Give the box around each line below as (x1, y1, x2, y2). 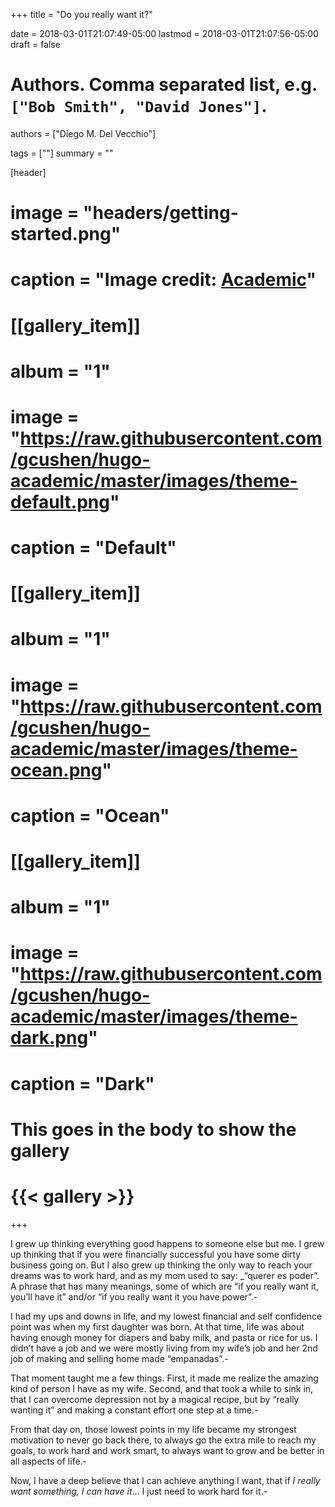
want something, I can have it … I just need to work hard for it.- (10, 1485, 268, 1497)
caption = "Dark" (10, 1072, 155, 1095)
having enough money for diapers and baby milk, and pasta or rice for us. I (10, 1331, 318, 1343)
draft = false (10, 39, 61, 50)
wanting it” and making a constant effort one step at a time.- (10, 1404, 259, 1416)
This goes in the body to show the (10, 1118, 297, 1141)
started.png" (10, 223, 122, 246)
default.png (10, 490, 110, 513)
